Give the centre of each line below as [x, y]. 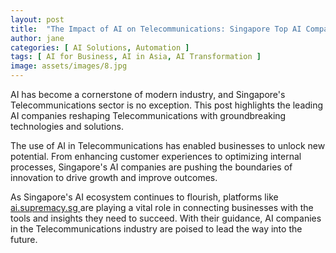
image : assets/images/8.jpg [69, 66]
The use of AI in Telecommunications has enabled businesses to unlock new [168, 145]
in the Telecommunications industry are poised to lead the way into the [156, 229]
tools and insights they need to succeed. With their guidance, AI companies [166, 218]
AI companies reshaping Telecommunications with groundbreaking [148, 115]
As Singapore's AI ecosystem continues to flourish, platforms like [144, 197]
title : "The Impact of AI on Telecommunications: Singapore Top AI [156, 29]
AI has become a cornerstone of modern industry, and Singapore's [148, 94]
